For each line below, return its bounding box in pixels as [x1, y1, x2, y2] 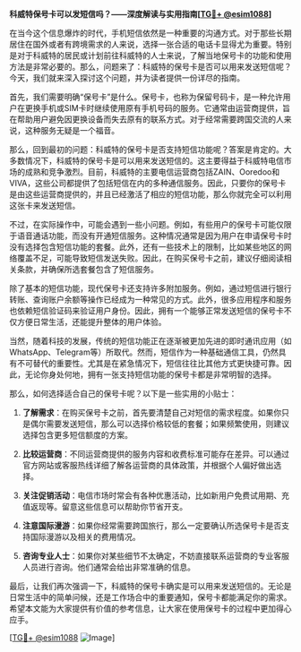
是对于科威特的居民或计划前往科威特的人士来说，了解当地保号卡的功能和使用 [9, 50, 292, 61]
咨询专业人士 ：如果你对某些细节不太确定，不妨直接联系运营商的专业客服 [21, 551, 289, 561]
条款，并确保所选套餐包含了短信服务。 [16, 264, 159, 274]
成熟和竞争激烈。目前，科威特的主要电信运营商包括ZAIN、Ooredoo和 [24, 167, 280, 177]
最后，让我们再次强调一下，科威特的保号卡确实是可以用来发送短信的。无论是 [9, 581, 292, 591]
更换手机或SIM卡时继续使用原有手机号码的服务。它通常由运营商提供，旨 [24, 103, 291, 113]
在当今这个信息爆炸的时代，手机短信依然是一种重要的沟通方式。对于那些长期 [9, 28, 292, 39]
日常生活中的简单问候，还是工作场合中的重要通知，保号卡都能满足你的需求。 [9, 592, 292, 603]
